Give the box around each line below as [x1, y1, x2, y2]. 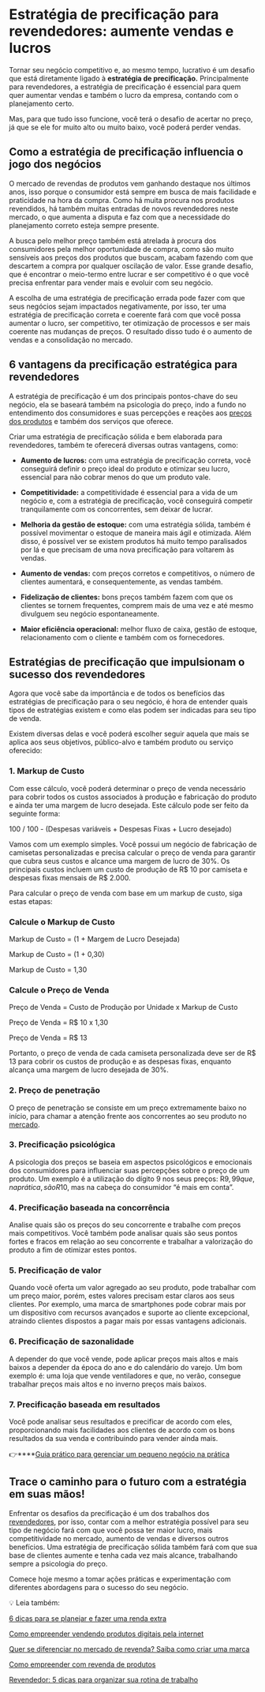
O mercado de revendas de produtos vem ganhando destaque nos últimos [9, 178, 251, 188]
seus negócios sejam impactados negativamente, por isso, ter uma [9, 302, 227, 311]
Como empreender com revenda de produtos [9, 1660, 156, 1669]
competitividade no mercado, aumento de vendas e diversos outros [9, 1533, 230, 1543]
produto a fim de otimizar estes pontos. [9, 1245, 137, 1255]
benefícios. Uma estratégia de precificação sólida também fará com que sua [9, 1542, 258, 1551]
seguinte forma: [9, 808, 61, 818]
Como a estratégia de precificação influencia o [9, 145, 244, 159]
